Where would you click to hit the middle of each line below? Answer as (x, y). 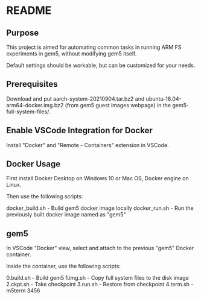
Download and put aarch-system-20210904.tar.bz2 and (75, 99)
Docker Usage (33, 164)
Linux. (14, 185)
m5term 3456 (23, 291)
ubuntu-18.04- (164, 99)
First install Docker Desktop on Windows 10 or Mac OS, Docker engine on (97, 178)
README (29, 11)
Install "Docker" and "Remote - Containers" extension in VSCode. (88, 145)
